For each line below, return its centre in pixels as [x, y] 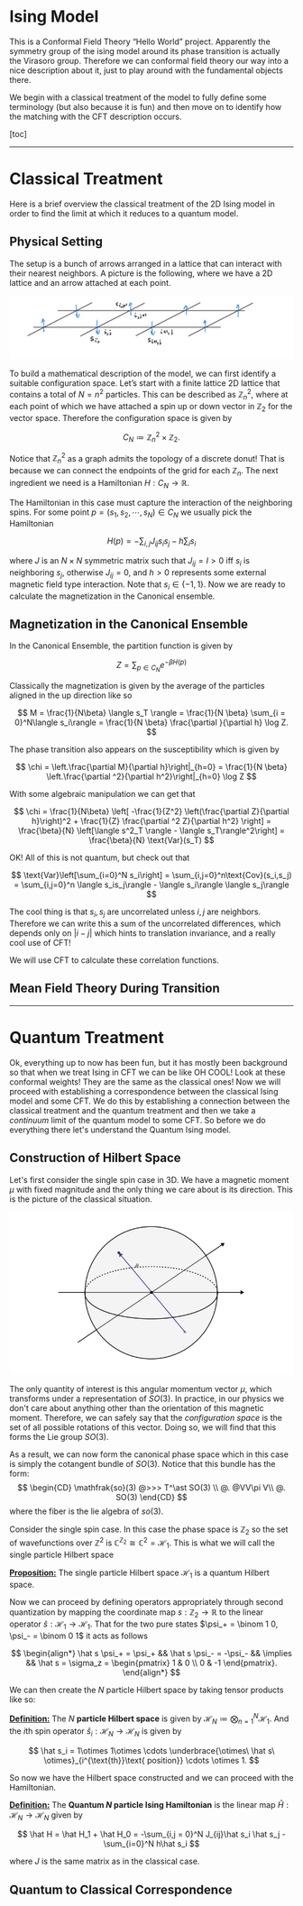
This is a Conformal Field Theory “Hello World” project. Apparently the [140, 41]
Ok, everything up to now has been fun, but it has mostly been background [149, 1062]
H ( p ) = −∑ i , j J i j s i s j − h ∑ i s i [151, 542]
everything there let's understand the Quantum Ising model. [120, 1130]
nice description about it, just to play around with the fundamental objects [147, 70]
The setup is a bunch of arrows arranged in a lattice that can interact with [146, 263]
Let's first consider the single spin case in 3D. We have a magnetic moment [149, 1179]
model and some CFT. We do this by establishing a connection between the [150, 1101]
